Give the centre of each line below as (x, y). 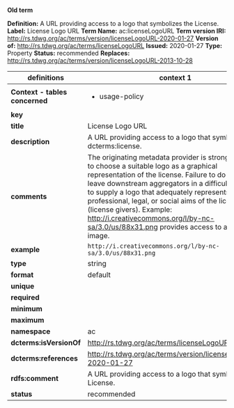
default (99, 275)
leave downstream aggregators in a (145, 183)
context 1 (175, 78)
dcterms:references (44, 358)
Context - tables (39, 92)
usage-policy (122, 96)
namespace (31, 331)
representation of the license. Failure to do (157, 175)
